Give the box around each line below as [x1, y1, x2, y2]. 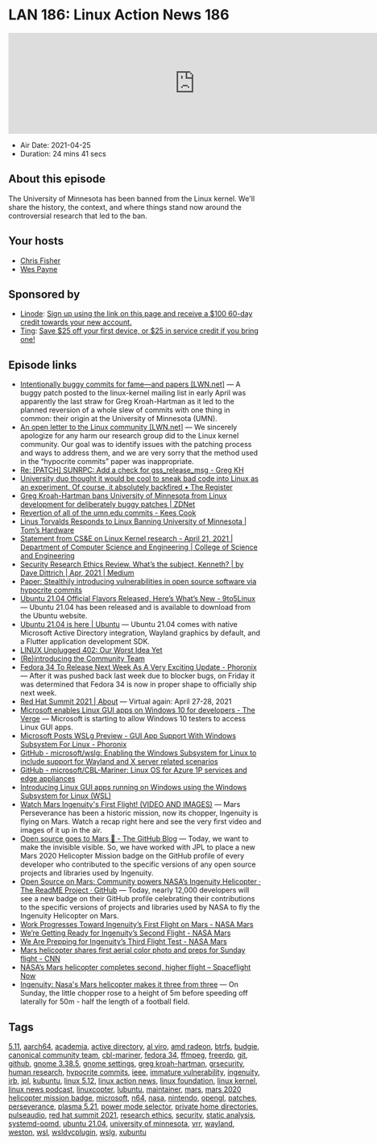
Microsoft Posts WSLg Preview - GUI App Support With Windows [19, 731, 236, 741]
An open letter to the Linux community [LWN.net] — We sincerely [19, 422, 238, 433]
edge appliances [19, 774, 76, 784]
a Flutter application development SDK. [19, 637, 151, 646]
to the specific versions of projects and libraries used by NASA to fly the [19, 902, 260, 913]
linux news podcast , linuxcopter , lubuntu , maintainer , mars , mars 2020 [8, 1084, 242, 1094]
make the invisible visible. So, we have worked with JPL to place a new [19, 842, 256, 852]
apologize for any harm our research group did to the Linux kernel [19, 431, 239, 441]
